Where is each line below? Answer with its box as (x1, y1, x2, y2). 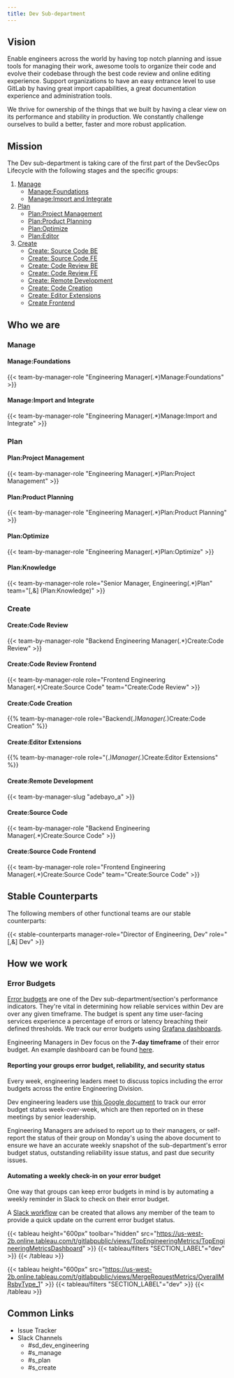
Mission (7, 140, 43, 152)
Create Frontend (27, 298, 75, 307)
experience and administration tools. (7, 92, 112, 100)
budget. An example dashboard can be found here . (7, 1045, 154, 1054)
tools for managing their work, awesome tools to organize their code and (7, 62, 217, 71)
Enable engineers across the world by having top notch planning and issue (7, 55, 222, 63)
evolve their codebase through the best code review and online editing (7, 69, 211, 78)
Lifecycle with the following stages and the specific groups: (7, 166, 179, 175)
